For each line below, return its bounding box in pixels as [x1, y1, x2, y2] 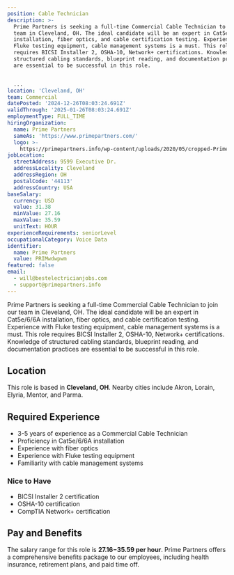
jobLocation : [7, 152, 45, 159]
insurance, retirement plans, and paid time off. [7, 560, 139, 569]
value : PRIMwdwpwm [13, 255, 68, 262]
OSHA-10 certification [17, 499, 80, 508]
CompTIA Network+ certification [17, 507, 111, 515]
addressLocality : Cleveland [13, 165, 95, 172]
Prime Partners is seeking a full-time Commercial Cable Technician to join [7, 300, 218, 308]
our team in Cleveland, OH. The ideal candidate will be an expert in [7, 308, 198, 316]
